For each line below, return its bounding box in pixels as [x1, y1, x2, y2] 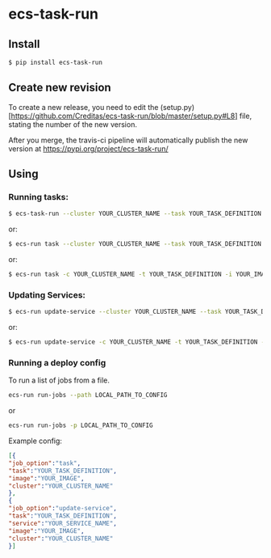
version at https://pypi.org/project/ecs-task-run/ [8, 143, 169, 154]
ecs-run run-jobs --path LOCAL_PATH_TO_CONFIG [8, 391, 168, 399]
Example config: [8, 436, 63, 446]
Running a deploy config [8, 357, 106, 368]
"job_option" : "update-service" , [8, 505, 117, 513]
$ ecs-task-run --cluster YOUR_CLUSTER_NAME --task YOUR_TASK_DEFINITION [8, 209, 262, 218]
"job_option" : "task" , [8, 459, 81, 467]
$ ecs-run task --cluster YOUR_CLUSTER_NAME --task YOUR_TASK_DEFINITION [8, 240, 262, 248]
